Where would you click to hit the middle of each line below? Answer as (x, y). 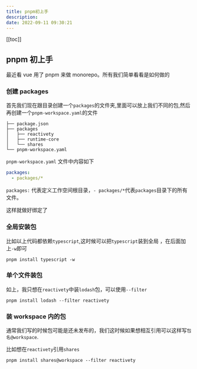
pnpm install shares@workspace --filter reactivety (71, 361)
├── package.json (27, 124)
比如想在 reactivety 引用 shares (43, 350)
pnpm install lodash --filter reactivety (58, 301)
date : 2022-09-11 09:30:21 (39, 22)
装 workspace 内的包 (36, 316)
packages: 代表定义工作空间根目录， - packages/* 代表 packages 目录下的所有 (97, 190)
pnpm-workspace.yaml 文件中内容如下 (50, 161)
